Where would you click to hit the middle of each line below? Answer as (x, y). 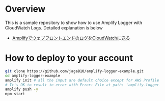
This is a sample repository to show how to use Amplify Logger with (74, 23)
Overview (25, 9)
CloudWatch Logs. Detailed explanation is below (54, 27)
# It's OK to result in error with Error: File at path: (65, 85)
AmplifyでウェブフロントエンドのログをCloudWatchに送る (71, 38)
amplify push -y (22, 89)
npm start (15, 94)
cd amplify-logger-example (33, 76)
